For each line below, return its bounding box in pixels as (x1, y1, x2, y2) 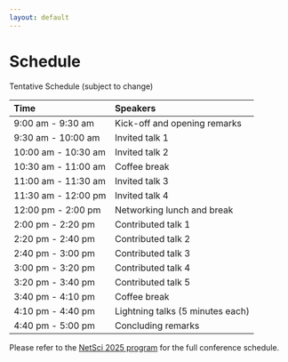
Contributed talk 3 (114, 246, 191, 259)
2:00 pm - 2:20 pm (13, 218, 96, 230)
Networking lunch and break (114, 204, 234, 216)
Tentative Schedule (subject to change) (9, 81, 154, 92)
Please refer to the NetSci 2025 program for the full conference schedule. (9, 342, 280, 352)
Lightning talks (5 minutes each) (114, 304, 251, 317)
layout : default (9, 12, 69, 22)
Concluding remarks (114, 319, 200, 332)
